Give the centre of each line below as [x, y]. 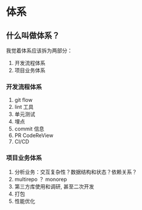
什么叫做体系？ [33, 35]
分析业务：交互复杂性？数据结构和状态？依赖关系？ [76, 172]
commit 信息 [29, 129]
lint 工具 [24, 107]
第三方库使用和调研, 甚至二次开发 [54, 186]
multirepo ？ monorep [41, 179]
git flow [24, 100]
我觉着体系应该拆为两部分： [39, 51]
